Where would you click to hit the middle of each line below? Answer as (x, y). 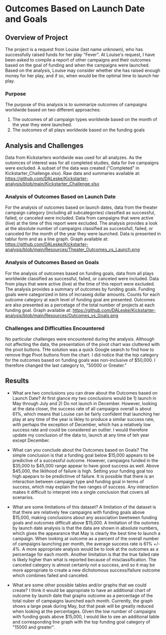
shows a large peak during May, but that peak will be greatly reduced (83, 606)
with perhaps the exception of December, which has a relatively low (82, 424)
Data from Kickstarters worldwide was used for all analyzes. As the (74, 158)
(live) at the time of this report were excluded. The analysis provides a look (81, 223)
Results (17, 381)
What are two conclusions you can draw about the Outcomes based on (85, 393)
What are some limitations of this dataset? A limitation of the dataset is (84, 507)
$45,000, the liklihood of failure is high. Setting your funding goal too (83, 471)
